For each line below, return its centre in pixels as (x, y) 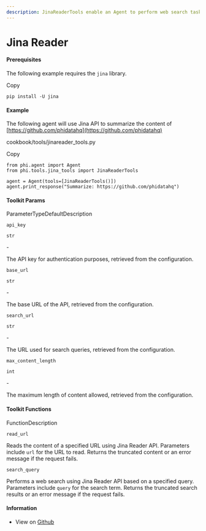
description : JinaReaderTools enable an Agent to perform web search (97, 12)
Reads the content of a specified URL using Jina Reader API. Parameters (98, 445)
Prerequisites (24, 60)
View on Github (35, 522)
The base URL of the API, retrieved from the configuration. (80, 304)
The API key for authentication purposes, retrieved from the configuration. (100, 259)
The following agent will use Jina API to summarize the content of (89, 124)
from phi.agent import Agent (44, 165)
